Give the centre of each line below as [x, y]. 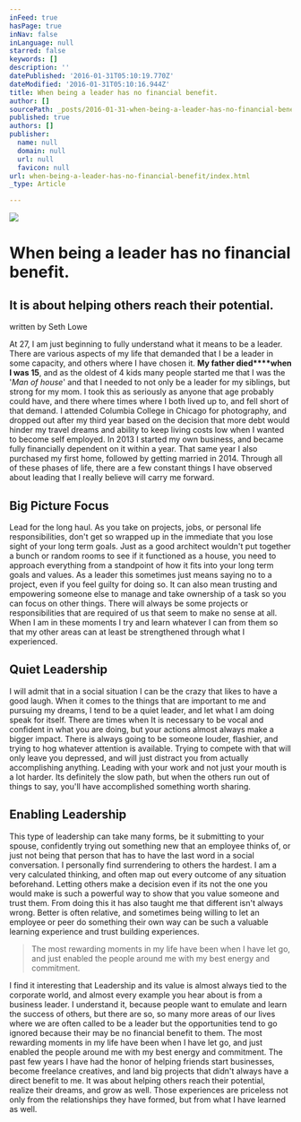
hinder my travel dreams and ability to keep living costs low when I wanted [147, 430]
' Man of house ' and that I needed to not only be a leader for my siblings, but [150, 383]
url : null [35, 159]
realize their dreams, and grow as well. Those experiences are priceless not [149, 1090]
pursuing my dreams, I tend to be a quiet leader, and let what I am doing [142, 710]
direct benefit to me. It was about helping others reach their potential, [138, 1080]
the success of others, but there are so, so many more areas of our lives [142, 1014]
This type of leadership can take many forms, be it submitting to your [137, 836]
